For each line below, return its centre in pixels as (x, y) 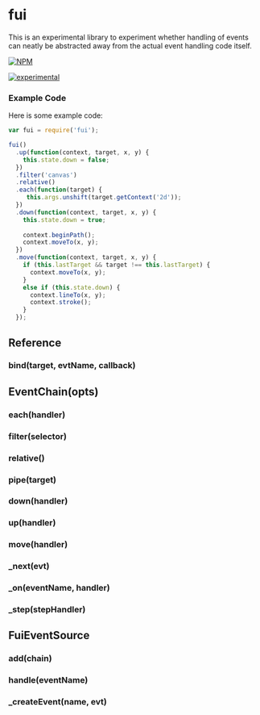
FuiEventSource (49, 636)
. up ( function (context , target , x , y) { (83, 152)
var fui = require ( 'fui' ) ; (54, 131)
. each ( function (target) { (59, 190)
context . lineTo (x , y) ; (68, 295)
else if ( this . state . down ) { (72, 287)
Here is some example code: (56, 115)
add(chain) (30, 659)
